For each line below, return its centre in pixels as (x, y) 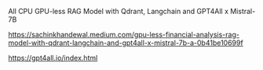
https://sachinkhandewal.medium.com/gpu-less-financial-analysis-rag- (124, 35)
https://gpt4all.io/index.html (53, 58)
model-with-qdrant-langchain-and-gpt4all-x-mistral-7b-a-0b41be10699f (126, 43)
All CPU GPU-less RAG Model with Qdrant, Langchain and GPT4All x (119, 11)
